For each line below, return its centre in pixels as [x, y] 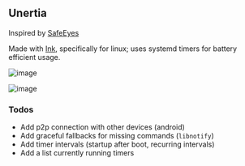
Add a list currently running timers [77, 153]
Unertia [28, 13]
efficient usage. [34, 57]
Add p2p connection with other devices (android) [102, 127]
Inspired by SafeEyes [44, 32]
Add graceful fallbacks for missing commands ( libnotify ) [117, 136]
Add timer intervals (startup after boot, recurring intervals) [117, 144]
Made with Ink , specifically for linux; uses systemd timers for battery [123, 49]
